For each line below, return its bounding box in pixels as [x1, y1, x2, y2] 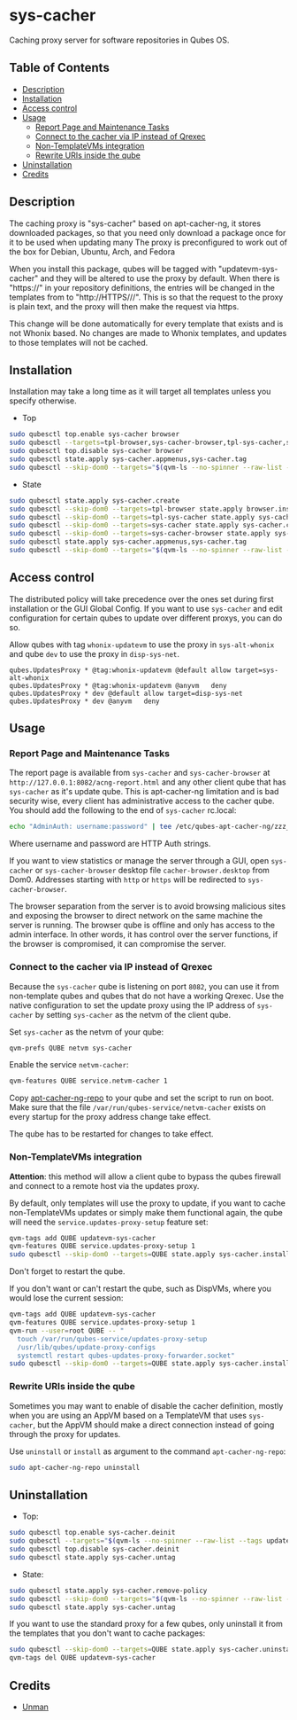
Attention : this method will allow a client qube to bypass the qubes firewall [9, 1171, 281, 1182]
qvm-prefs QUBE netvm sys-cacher [9, 1044, 133, 1052]
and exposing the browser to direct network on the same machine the [9, 911, 263, 921]
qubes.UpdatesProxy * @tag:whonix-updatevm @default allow [9, 666, 232, 675]
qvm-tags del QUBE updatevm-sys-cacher [9, 1654, 156, 1662]
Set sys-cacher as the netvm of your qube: [9, 1026, 164, 1037]
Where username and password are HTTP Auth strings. [9, 839, 211, 849]
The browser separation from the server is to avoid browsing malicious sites [9, 901, 286, 911]
